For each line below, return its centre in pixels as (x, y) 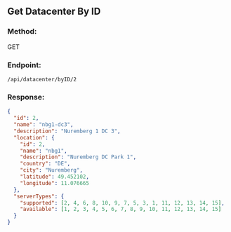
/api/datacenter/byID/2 (42, 79)
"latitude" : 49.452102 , (55, 177)
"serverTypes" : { (39, 196)
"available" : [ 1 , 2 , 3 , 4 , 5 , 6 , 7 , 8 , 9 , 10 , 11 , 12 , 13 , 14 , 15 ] (121, 210)
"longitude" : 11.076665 (55, 183)
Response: (26, 97)
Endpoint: (24, 64)
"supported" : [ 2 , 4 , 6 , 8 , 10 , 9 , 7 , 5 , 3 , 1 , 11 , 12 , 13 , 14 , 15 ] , (122, 203)
